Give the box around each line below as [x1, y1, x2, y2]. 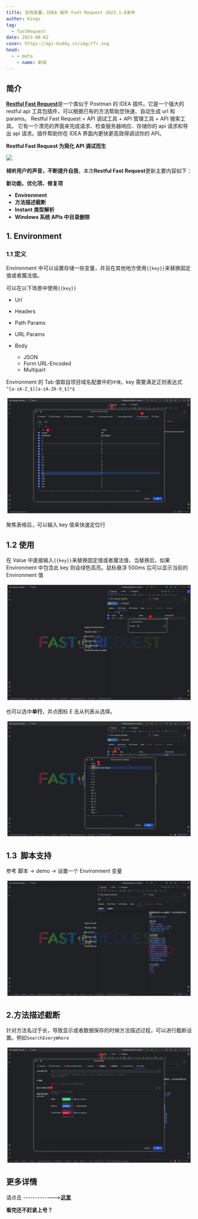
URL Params [14, 331, 45, 338]
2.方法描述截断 [6, 1010, 61, 1020]
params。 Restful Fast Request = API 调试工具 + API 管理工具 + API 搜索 [6, 115, 181, 122]
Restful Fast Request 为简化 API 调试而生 [6, 143, 107, 150]
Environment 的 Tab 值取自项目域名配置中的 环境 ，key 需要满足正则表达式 [6, 379, 183, 386]
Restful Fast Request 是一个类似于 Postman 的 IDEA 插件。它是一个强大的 [6, 101, 184, 108]
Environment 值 [6, 572, 44, 579]
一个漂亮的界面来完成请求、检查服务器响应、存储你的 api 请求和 [28, 122, 183, 130]
